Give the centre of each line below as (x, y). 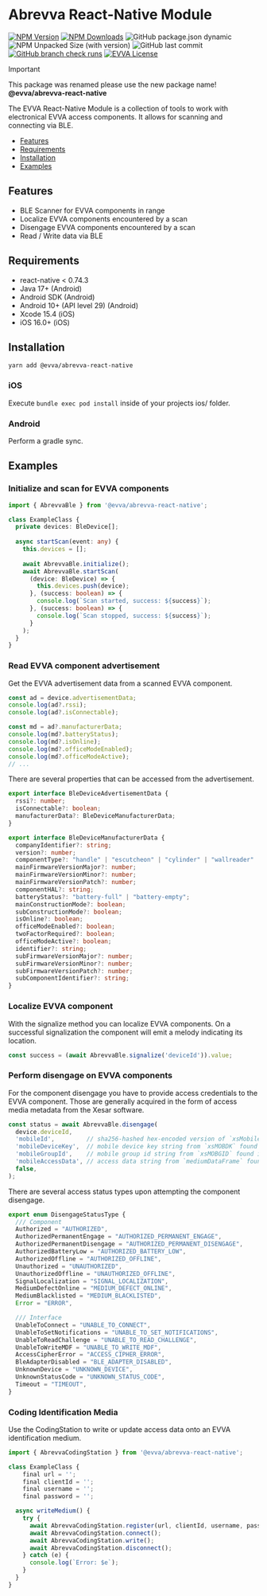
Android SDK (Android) (57, 297)
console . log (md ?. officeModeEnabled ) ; (71, 749)
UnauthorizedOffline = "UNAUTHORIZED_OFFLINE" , (96, 1273)
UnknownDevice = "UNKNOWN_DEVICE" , (74, 1370)
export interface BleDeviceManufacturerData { (87, 838)
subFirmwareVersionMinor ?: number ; (74, 964)
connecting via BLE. (41, 125)
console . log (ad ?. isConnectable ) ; (64, 713)
